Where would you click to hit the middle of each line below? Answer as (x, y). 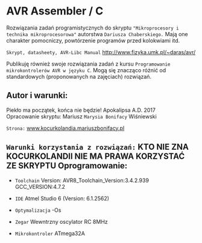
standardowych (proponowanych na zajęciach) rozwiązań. (79, 76)
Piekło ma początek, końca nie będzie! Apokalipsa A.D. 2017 (81, 110)
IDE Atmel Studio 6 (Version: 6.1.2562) (62, 198)
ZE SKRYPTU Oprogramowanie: (67, 166)
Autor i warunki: (37, 95)
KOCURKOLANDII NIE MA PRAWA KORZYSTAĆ (96, 157)
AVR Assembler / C (55, 11)
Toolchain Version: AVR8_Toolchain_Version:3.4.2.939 (82, 180)
